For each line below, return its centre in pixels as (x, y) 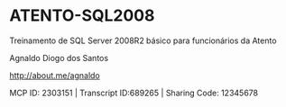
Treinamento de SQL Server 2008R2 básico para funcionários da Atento (143, 40)
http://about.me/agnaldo (55, 75)
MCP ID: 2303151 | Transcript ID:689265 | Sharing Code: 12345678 (134, 93)
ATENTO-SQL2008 (82, 16)
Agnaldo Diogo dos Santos (59, 58)
